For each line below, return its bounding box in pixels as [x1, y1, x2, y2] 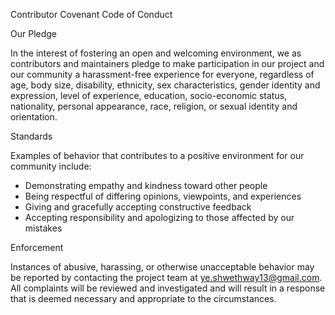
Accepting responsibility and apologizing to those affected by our [24, 212, 295, 223]
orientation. [10, 111, 58, 123]
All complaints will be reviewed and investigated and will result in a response [10, 282, 326, 294]
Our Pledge [10, 28, 58, 39]
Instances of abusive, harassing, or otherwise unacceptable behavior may [10, 261, 315, 273]
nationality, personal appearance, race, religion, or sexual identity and [10, 100, 298, 112]
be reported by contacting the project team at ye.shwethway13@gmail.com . [10, 272, 323, 283]
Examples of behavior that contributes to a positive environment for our [10, 150, 305, 161]
